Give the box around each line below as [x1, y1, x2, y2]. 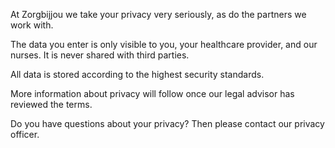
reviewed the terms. [10, 99, 93, 110]
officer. [10, 129, 40, 140]
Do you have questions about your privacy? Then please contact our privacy [10, 118, 325, 129]
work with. [10, 19, 54, 31]
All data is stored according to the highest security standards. [10, 69, 265, 80]
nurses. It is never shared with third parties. [10, 49, 190, 61]
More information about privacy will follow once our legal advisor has [10, 88, 295, 99]
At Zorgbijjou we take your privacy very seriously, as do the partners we [10, 9, 307, 20]
